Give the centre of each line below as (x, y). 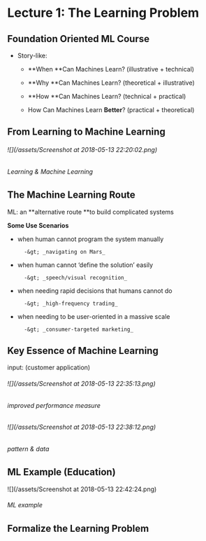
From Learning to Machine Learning (86, 132)
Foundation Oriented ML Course (79, 39)
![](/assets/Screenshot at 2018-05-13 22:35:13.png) (81, 384)
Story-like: (32, 55)
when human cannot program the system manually (90, 239)
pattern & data (28, 448)
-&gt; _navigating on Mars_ (65, 252)
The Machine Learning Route (72, 195)
